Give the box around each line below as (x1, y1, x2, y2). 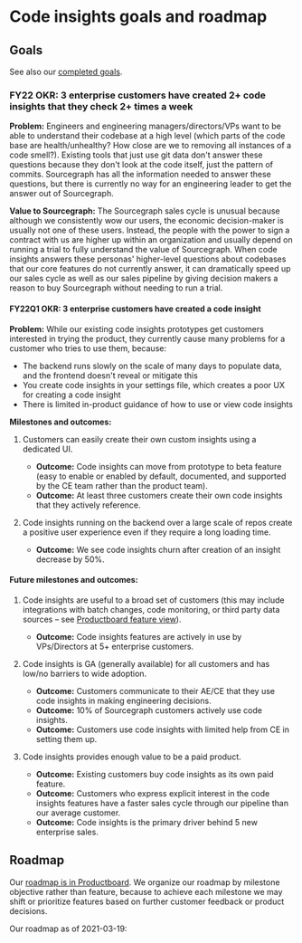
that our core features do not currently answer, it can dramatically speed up (9, 263, 291, 274)
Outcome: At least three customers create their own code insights (35, 490, 283, 500)
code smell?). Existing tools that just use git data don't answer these (9, 149, 264, 160)
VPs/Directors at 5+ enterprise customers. (35, 641, 194, 652)
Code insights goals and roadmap (9, 6, 268, 27)
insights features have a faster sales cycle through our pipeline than (35, 797, 289, 808)
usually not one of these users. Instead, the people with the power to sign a (9, 224, 290, 236)
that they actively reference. (35, 500, 142, 510)
